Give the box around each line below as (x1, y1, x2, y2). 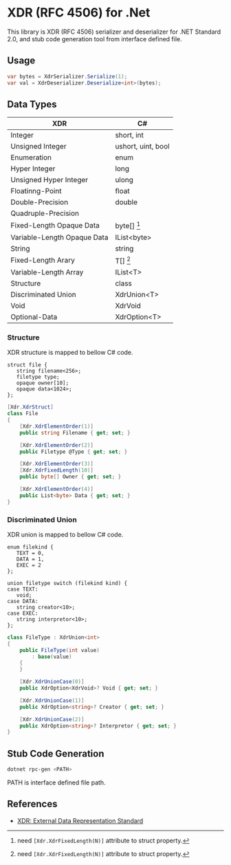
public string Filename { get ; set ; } (19, 429, 131, 436)
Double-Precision (10, 197, 69, 207)
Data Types (7, 98, 57, 110)
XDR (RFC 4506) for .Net (7, 5, 151, 21)
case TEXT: (7, 586, 38, 593)
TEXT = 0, (16, 549, 45, 556)
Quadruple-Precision (10, 208, 80, 218)
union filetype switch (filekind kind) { (7, 580, 128, 587)
